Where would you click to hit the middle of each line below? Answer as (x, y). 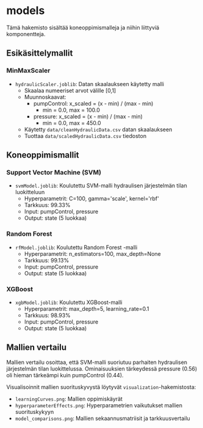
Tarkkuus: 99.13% (47, 260)
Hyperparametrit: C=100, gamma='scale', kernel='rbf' (92, 198)
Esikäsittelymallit (40, 53)
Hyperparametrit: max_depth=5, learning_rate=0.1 (87, 308)
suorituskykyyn (34, 412)
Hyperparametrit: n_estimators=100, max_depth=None (93, 253)
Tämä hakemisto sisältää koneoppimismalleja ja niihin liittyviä (83, 27)
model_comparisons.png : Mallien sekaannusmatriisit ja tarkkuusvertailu (102, 418)
